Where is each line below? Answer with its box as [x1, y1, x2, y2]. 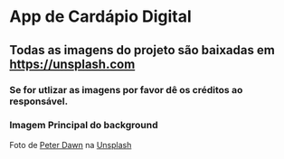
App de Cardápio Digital [9, 6, 192, 27]
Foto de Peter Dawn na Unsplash [9, 139, 132, 150]
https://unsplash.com [9, 56, 136, 71]
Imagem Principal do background [9, 119, 158, 132]
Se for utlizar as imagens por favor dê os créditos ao [9, 83, 243, 96]
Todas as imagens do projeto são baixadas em [9, 42, 276, 58]
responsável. [9, 95, 69, 108]
